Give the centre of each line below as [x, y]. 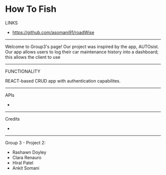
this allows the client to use [33, 57]
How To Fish [31, 9]
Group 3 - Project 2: [25, 142]
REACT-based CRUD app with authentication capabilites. [63, 81]
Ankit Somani [26, 168]
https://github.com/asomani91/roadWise [53, 32]
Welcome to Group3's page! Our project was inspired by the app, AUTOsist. [82, 46]
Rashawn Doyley [29, 152]
